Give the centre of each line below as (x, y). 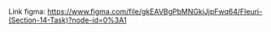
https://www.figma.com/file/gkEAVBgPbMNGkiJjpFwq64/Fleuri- (155, 12)
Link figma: (27, 12)
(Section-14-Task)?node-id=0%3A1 (68, 20)
